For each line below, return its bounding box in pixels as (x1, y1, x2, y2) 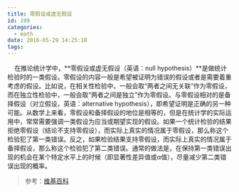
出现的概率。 (13, 161, 51, 170)
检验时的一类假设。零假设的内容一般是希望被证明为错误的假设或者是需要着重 (7, 73, 232, 81)
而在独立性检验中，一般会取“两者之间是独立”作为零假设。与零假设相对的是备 (7, 90, 231, 99)
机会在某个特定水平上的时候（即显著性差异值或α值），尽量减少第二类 (19, 153, 221, 161)
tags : (7, 43, 23, 50)
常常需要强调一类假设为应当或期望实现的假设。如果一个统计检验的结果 (26, 117, 232, 125)
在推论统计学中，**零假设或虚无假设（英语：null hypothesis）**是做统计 (14, 64, 228, 72)
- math (14, 30, 33, 38)
